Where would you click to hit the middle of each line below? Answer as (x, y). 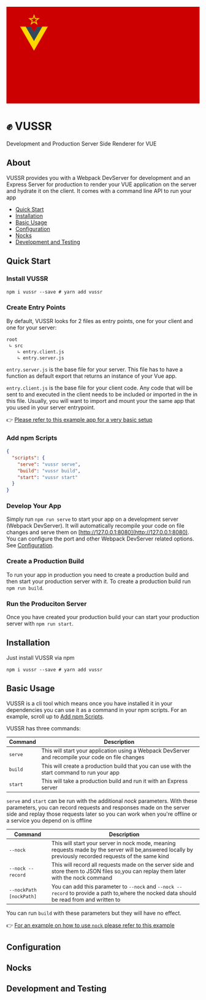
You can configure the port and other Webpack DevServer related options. (100, 539)
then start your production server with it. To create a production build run (99, 581)
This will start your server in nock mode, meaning (113, 843)
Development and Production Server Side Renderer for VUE (82, 143)
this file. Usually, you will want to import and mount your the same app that (101, 400)
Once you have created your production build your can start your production (103, 617)
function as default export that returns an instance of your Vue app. (92, 376)
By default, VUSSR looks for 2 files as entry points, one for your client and (100, 321)
